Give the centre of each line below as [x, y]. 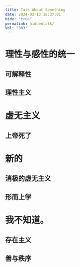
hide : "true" [19, 19]
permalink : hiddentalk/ [30, 24]
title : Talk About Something [35, 10]
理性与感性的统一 [40, 54]
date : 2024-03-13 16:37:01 [33, 14]
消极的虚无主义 [28, 178]
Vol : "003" [16, 28]
